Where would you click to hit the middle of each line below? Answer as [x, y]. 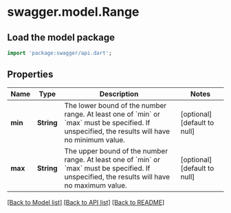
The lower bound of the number [115, 105]
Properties [30, 75]
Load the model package [61, 37]
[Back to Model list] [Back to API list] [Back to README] [86, 202]
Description [119, 93]
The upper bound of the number [116, 150]
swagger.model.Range [73, 12]
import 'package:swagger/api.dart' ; [59, 53]
